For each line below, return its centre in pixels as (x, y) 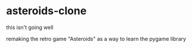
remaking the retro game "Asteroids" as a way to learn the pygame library (96, 39)
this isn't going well (30, 27)
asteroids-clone (46, 11)
